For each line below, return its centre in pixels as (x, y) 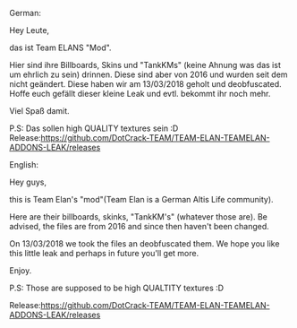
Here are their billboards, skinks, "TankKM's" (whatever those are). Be (139, 217)
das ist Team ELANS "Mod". (60, 47)
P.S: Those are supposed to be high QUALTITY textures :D (117, 288)
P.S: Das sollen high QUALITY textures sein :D (94, 128)
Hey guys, (28, 182)
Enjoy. (21, 271)
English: (24, 164)
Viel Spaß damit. (39, 111)
